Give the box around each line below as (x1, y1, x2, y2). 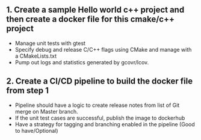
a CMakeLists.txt (14, 52, 57, 59)
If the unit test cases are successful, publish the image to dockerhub (14, 114, 185, 121)
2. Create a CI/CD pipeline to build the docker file (6, 76, 193, 87)
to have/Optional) (14, 127, 58, 134)
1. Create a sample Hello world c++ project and (6, 5, 185, 15)
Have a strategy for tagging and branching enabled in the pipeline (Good (14, 120, 196, 128)
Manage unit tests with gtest (14, 39, 86, 47)
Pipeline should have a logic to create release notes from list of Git (14, 102, 180, 109)
